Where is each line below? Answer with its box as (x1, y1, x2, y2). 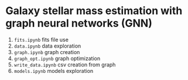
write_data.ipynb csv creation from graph (13, 61, 116, 68)
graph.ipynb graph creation (13, 48, 80, 55)
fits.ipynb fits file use (13, 36, 69, 43)
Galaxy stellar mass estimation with (5, 4, 183, 18)
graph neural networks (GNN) (5, 16, 153, 30)
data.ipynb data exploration (13, 42, 81, 49)
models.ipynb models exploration (13, 67, 94, 74)
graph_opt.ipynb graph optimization (13, 55, 101, 62)
